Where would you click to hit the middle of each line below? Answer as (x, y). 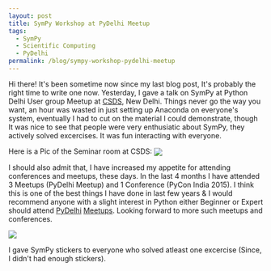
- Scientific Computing (55, 46)
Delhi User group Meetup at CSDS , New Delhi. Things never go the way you (135, 101)
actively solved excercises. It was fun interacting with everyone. (115, 135)
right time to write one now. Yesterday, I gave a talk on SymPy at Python (128, 92)
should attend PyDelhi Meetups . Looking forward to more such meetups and (135, 210)
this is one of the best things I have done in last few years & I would (121, 193)
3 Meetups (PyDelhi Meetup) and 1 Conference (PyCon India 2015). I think (131, 185)
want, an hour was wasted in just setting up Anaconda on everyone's (123, 109)
